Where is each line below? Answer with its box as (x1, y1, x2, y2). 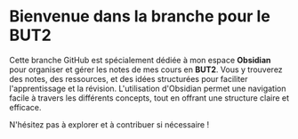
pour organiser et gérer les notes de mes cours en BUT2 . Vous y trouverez (9, 64, 283, 75)
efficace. (9, 102, 42, 112)
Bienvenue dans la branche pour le (9, 6, 271, 27)
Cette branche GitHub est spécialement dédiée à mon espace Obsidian (9, 54, 271, 65)
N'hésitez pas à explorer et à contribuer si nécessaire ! (9, 119, 210, 130)
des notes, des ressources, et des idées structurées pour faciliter (9, 73, 248, 84)
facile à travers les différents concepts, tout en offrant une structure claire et (9, 92, 290, 103)
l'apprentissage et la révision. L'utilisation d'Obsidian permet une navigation (9, 83, 286, 94)
